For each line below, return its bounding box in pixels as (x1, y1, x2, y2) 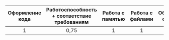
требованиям (54, 19, 89, 25)
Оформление (8, 9, 42, 16)
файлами (130, 16, 153, 22)
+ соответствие (52, 12, 92, 19)
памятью (102, 16, 125, 22)
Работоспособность (46, 6, 97, 13)
